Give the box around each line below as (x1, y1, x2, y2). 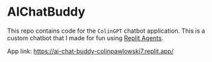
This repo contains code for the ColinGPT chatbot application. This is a (7, 27, 206, 35)
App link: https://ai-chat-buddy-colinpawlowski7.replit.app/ (7, 47, 174, 55)
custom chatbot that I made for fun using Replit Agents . (7, 33, 163, 42)
